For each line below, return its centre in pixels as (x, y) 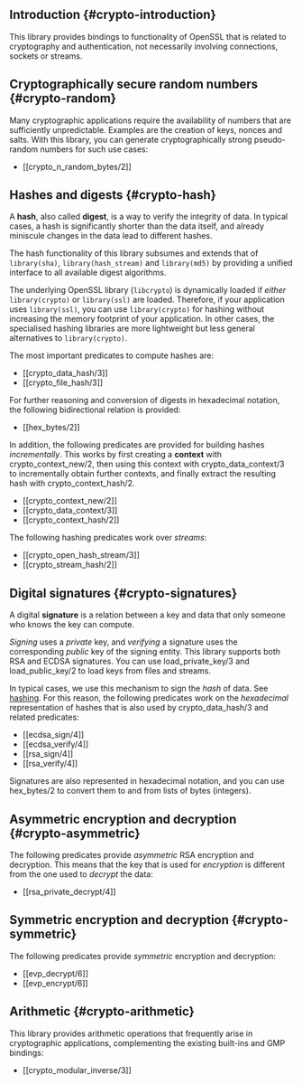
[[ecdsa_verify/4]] (55, 744)
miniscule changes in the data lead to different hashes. (111, 236)
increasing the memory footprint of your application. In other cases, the (142, 319)
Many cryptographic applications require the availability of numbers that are (150, 120)
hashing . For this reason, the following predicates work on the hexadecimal (149, 698)
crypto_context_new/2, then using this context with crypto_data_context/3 (147, 464)
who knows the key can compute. (72, 625)
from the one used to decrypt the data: (81, 874)
